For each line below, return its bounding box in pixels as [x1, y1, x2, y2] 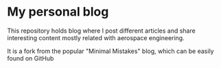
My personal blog [7, 4, 109, 20]
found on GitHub [7, 54, 54, 62]
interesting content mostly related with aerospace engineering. [7, 33, 185, 41]
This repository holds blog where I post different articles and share [7, 27, 196, 35]
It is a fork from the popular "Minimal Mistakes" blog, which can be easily [7, 47, 214, 55]
